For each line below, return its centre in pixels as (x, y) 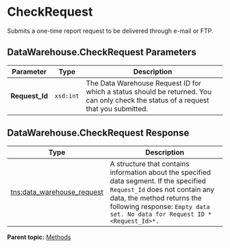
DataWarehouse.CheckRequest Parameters (102, 52)
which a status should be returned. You (149, 92)
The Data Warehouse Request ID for (144, 83)
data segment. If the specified (158, 180)
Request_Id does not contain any (162, 189)
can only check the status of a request (148, 100)
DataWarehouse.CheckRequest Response (98, 133)
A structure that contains (150, 163)
